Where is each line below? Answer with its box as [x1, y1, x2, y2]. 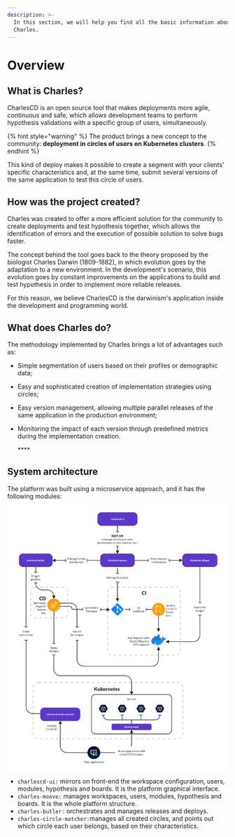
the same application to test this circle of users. [7, 175, 144, 184]
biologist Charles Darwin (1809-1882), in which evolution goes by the [7, 258, 206, 267]
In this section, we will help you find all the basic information [13, 18, 215, 26]
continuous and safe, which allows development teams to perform [7, 111, 198, 119]
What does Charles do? [7, 321, 112, 333]
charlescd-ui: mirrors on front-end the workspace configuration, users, [17, 777, 225, 786]
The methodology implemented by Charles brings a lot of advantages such [7, 340, 223, 349]
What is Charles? [7, 85, 84, 97]
